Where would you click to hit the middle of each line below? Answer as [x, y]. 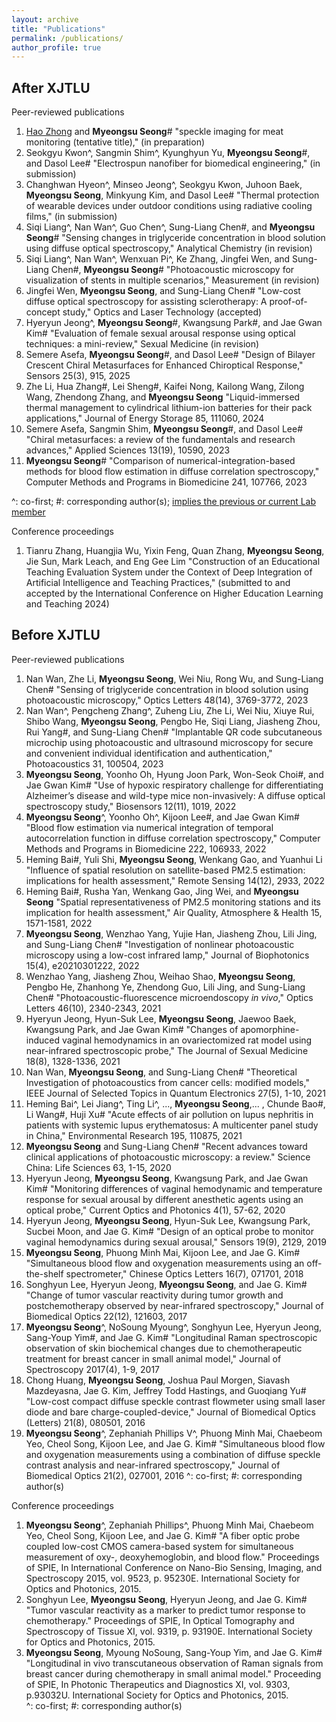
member [28, 512]
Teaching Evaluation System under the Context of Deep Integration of [169, 572]
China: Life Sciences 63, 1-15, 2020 [98, 1167]
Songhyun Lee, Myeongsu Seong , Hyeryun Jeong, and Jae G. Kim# [166, 1599]
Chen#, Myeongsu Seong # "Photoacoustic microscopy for [172, 270]
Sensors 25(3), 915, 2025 [78, 376]
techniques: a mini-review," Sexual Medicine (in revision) [142, 344]
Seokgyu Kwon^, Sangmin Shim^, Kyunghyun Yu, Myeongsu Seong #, [168, 153]
